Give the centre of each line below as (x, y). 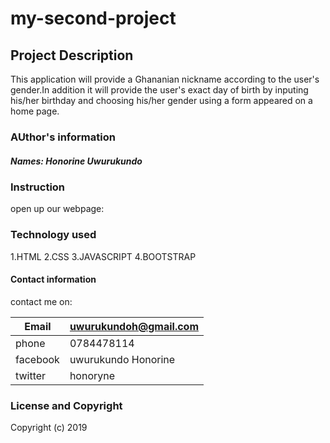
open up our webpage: (57, 209)
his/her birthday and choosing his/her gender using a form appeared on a (161, 100)
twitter (31, 375)
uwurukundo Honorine (122, 359)
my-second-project (93, 18)
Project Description (72, 55)
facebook (37, 359)
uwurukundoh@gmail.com (134, 326)
